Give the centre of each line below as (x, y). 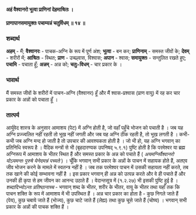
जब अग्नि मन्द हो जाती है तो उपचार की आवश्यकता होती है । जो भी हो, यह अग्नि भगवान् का (98, 141)
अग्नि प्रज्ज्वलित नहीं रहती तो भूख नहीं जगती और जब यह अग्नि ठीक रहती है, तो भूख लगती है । (92, 134)
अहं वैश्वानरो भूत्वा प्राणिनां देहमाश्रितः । (40, 9)
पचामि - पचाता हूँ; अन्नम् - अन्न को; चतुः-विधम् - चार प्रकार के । (64, 64)
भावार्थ (13, 80)
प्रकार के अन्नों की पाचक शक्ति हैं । (37, 207)
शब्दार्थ (13, 39)
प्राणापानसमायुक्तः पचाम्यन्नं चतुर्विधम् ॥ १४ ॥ (46, 23)
